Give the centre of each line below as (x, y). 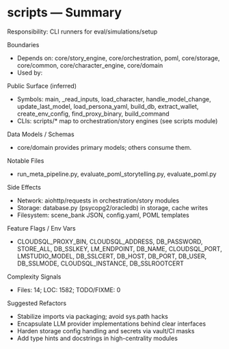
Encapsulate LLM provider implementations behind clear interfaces (111, 324)
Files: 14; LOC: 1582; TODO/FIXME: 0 (69, 289)
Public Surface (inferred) (42, 86)
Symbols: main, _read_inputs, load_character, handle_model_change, (114, 99)
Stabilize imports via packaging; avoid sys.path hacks (93, 316)
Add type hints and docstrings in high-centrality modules (97, 338)
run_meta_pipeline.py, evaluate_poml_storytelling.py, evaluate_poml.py (117, 174)
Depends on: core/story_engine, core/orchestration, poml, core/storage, (118, 58)
